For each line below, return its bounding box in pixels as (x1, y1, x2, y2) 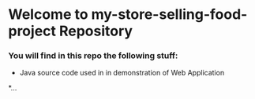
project (8, 22, 57, 40)
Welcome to (8, 5, 88, 24)
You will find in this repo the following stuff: (8, 50, 178, 61)
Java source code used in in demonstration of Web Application (19, 68, 225, 78)
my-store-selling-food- (91, 5, 248, 24)
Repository (58, 22, 133, 40)
